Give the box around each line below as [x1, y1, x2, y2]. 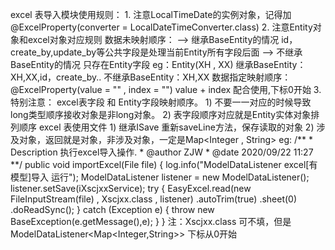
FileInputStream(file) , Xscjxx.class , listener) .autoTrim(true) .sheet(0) [10, 193, 298, 205]
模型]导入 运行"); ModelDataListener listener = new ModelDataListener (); [10, 171, 310, 183]
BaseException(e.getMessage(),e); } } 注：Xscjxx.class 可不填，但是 [10, 216, 292, 227]
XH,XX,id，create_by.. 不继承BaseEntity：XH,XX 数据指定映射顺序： [10, 71, 292, 83]
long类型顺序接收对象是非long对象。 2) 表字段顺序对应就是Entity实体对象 [10, 109, 312, 120]
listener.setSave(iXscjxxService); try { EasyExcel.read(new [10, 183, 252, 194]
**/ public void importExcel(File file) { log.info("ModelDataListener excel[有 [10, 159, 318, 170]
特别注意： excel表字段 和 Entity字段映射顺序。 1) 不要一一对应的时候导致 [10, 96, 312, 108]
